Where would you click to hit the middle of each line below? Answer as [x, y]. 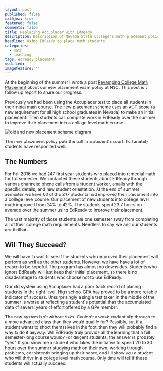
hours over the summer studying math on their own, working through [74, 348]
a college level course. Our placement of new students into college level [77, 199]
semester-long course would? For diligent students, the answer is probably [80, 337]
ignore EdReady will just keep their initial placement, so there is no [71, 272]
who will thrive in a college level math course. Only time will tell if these [76, 358]
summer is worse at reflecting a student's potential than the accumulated [78, 302]
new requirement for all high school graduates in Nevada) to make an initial [80, 112]
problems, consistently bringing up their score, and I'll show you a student [79, 353]
